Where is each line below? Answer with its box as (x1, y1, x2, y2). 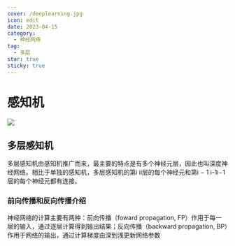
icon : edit (7, 17, 39, 24)
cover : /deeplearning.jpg (7, 10, 83, 17)
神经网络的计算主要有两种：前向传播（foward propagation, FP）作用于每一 (7, 213, 222, 222)
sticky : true (7, 62, 45, 69)
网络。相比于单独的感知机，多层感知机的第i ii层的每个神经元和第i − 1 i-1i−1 (13, 168, 226, 177)
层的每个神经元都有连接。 (7, 177, 81, 185)
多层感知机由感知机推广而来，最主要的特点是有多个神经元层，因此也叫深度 (7, 159, 222, 168)
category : (7, 29, 36, 37)
